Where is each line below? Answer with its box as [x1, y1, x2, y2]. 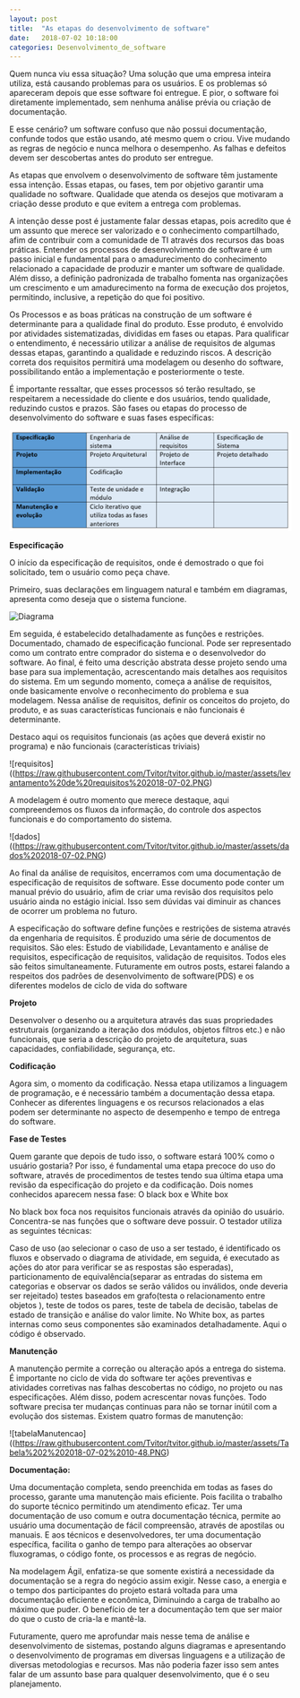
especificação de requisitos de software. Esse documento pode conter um [9, 876, 285, 887]
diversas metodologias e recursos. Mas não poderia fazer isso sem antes [9, 1659, 279, 1670]
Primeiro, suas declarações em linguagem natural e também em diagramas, [9, 583, 288, 595]
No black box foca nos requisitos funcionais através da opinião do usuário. [9, 1206, 285, 1217]
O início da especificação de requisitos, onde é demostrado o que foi [9, 556, 264, 568]
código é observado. [9, 1328, 87, 1339]
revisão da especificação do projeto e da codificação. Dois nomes [9, 1179, 253, 1190]
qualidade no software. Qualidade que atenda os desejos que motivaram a [9, 189, 284, 200]
